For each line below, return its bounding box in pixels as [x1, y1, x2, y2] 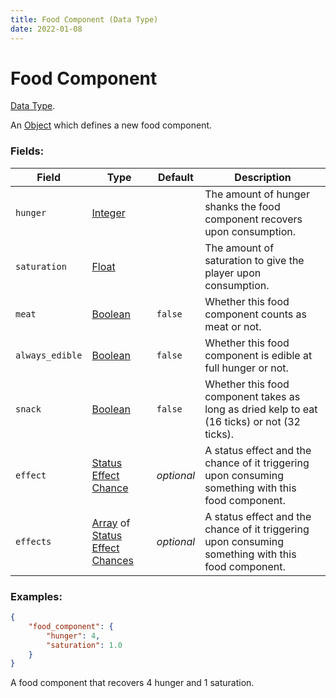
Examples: [10, 589, 63, 603]
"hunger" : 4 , [46, 631, 101, 641]
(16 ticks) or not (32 [204, 414, 301, 428]
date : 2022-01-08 [10, 24, 83, 34]
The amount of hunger [204, 187, 310, 201]
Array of [91, 516, 131, 530]
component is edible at [204, 348, 313, 362]
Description [234, 170, 292, 184]
